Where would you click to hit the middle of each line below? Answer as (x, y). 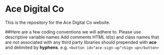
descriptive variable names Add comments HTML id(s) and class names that (82, 37)
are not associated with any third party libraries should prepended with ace (81, 42)
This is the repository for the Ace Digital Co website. (58, 22)
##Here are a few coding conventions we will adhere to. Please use (73, 32)
